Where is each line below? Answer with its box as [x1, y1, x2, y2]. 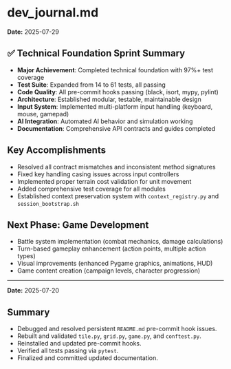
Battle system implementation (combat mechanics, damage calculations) [16, 238, 223, 246]
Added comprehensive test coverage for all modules [16, 184, 166, 193]
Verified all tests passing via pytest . [16, 346, 119, 355]
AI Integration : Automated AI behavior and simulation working [16, 117, 193, 125]
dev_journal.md [7, 5, 99, 21]
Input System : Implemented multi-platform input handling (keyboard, [16, 102, 213, 111]
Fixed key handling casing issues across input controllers [16, 170, 179, 178]
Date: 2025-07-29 [7, 28, 60, 36]
